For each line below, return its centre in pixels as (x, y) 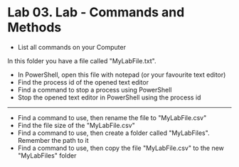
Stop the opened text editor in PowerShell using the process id (109, 97)
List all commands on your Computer (72, 47)
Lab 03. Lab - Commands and (96, 12)
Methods (34, 27)
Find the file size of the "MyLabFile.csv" (76, 125)
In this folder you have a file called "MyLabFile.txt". (82, 60)
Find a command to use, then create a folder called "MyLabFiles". (113, 133)
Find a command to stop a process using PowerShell (95, 90)
